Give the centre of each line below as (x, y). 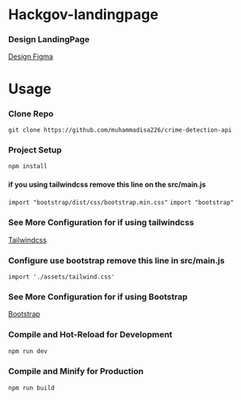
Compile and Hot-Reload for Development (90, 335)
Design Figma (31, 56)
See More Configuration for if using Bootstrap (98, 297)
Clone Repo (31, 113)
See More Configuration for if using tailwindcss (101, 222)
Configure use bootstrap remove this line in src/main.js (117, 260)
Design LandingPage (49, 40)
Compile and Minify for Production (76, 371)
